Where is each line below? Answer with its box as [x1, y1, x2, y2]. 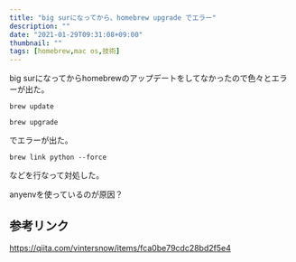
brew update [9, 102, 54, 111]
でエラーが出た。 [9, 135, 73, 145]
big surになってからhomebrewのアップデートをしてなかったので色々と [9, 73, 273, 84]
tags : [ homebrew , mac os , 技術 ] [9, 47, 120, 56]
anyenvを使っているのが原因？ [9, 189, 124, 200]
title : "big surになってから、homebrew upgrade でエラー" [9, 13, 217, 23]
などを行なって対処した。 [9, 170, 105, 181]
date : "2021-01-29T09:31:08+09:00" [9, 30, 143, 39]
